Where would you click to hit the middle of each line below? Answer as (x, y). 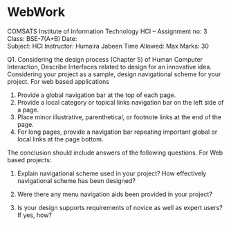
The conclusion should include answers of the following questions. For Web (115, 153)
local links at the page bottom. (60, 139)
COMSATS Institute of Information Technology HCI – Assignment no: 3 (107, 31)
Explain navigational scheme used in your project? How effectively (112, 173)
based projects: (29, 159)
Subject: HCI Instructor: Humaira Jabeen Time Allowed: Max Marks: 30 (108, 46)
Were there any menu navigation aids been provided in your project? (115, 194)
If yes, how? (34, 215)
